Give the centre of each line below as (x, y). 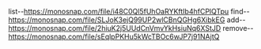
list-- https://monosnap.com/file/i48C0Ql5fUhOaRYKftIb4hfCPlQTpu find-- (129, 11)
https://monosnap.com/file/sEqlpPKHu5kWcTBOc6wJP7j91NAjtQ (114, 36)
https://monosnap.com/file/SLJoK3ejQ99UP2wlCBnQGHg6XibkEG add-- (127, 20)
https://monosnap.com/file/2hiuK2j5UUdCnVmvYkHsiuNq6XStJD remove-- (131, 28)
